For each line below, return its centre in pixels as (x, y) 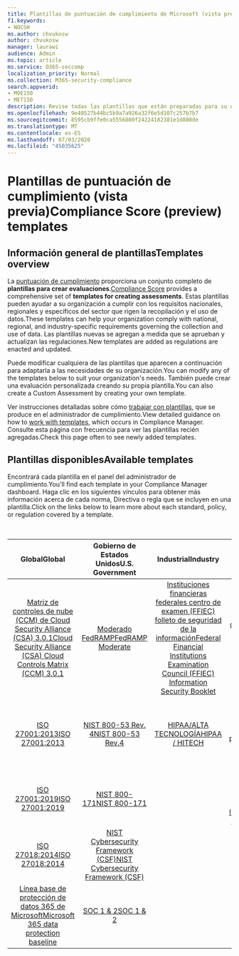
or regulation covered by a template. (60, 514)
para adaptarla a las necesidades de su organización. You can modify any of (118, 371)
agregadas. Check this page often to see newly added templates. (102, 437)
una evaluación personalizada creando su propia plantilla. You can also (110, 386)
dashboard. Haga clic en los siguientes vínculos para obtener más (104, 492)
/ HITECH (188, 743)
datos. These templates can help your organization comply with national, (113, 319)
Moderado (115, 629)
